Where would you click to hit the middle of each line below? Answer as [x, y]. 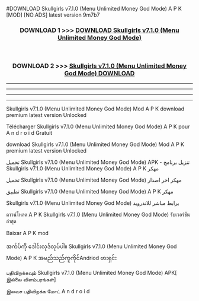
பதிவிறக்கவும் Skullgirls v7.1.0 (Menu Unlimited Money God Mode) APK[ [92, 273]
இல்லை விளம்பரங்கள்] [31, 279]
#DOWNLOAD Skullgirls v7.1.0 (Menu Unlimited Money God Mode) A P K [94, 9]
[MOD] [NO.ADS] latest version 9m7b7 [53, 15]
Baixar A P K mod [28, 233]
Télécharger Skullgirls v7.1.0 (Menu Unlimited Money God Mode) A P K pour [98, 126]
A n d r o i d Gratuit [29, 132]
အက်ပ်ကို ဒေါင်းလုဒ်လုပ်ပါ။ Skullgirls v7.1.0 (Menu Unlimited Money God [92, 246]
